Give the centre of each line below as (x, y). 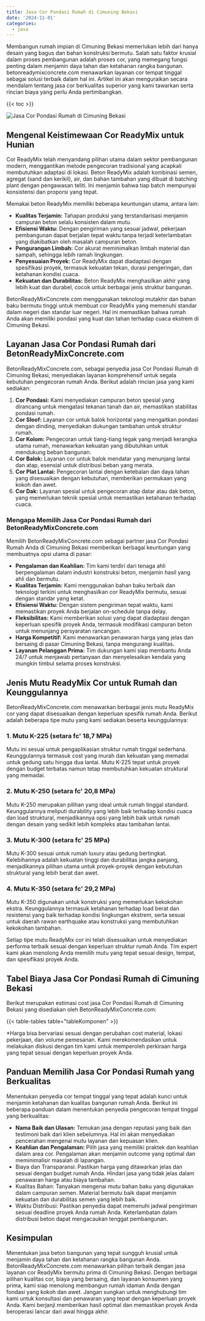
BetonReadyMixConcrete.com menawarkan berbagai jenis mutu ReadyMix (100, 707)
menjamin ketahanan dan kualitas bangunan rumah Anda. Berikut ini (92, 1102)
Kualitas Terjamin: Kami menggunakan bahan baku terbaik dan (95, 585)
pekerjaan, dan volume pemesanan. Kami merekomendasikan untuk (92, 1039)
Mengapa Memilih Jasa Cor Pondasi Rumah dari (79, 520)
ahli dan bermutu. (37, 579)
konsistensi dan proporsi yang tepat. (52, 192)
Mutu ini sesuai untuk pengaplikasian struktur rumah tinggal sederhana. (97, 749)
